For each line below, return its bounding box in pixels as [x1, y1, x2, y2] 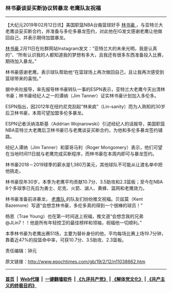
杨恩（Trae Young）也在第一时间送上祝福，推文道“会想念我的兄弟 [5, 213, 144, 219]
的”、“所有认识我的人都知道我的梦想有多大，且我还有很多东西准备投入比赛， [5, 52, 166, 58]
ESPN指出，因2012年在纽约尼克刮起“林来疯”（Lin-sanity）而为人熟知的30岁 [5, 104, 165, 110]
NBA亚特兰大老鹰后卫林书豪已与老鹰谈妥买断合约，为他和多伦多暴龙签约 [5, 127, 159, 133]
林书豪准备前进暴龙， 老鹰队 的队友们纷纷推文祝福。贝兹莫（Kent [5, 196, 143, 202]
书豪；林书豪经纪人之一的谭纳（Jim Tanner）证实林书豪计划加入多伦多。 [5, 93, 159, 99]
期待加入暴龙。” [5, 58, 37, 64]
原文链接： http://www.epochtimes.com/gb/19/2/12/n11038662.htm [5, 259, 146, 265]
